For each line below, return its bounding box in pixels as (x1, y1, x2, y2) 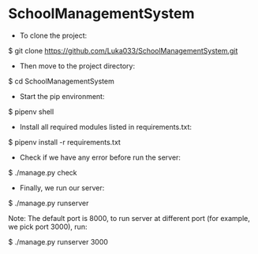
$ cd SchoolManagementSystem (8, 76, 114, 86)
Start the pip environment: (19, 91, 105, 101)
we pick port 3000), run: (8, 222, 88, 231)
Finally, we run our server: (19, 182, 105, 193)
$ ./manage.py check (8, 167, 77, 177)
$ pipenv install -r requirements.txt (8, 137, 121, 146)
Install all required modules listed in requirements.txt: (19, 122, 192, 131)
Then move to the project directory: (19, 61, 136, 71)
